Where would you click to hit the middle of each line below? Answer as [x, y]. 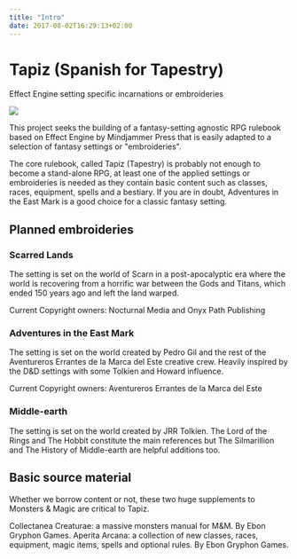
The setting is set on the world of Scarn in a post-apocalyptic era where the [148, 274]
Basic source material [70, 478]
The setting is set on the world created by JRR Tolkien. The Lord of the [138, 430]
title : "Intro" [37, 17]
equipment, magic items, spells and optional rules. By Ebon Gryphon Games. [149, 544]
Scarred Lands [41, 255]
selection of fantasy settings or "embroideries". [95, 146]
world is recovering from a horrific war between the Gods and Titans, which [148, 284]
